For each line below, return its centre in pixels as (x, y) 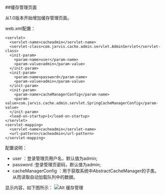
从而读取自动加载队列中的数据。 (45, 177)
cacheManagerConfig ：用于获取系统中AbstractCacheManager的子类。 (85, 171)
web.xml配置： (20, 28)
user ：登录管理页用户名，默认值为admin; (55, 158)
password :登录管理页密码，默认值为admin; (56, 165)
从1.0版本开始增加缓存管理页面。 (38, 18)
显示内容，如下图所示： (29, 188)
